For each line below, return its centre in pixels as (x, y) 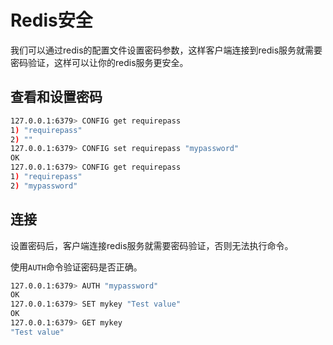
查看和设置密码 (56, 97)
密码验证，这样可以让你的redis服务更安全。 (99, 62)
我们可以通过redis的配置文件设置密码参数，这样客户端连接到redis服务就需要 (166, 50)
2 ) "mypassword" (44, 186)
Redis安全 (51, 20)
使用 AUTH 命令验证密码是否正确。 (76, 267)
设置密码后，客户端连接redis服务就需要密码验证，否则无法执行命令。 (152, 245)
